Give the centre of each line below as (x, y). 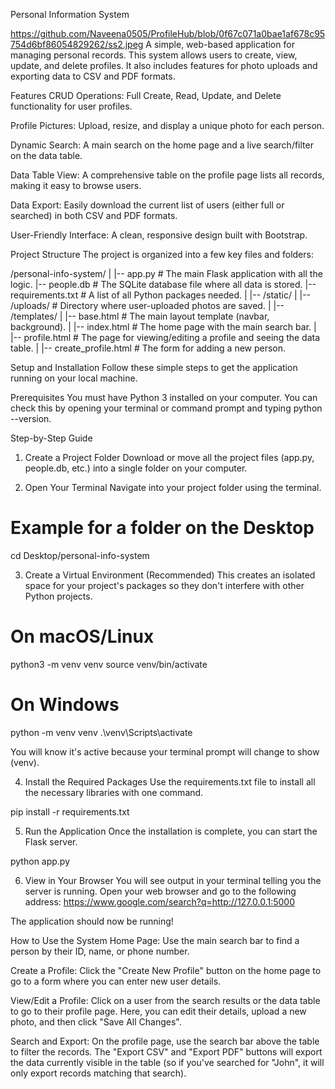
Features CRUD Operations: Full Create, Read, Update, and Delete (146, 95)
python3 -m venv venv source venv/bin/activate (109, 664)
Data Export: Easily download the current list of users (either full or (147, 205)
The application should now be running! (92, 921)
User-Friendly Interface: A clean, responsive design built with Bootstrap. (159, 235)
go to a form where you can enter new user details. (116, 981)
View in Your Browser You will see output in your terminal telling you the (173, 880)
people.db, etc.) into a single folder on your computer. (136, 468)
